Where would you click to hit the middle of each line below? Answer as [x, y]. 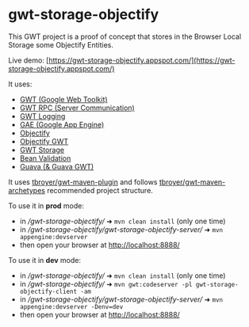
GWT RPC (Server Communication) [77, 108]
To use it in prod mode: [46, 205]
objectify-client [48, 291]
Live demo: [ [29, 60]
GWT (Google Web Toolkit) [64, 99]
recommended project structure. [100, 190]
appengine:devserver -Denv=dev [71, 306]
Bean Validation [45, 158]
